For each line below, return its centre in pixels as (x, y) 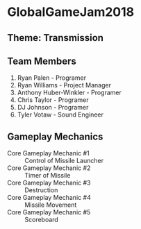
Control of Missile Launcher (64, 161)
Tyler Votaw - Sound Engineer (60, 114)
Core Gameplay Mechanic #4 (49, 198)
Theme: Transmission (56, 38)
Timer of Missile (48, 176)
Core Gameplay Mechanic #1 (49, 153)
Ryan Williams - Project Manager (64, 85)
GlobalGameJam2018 (71, 12)
